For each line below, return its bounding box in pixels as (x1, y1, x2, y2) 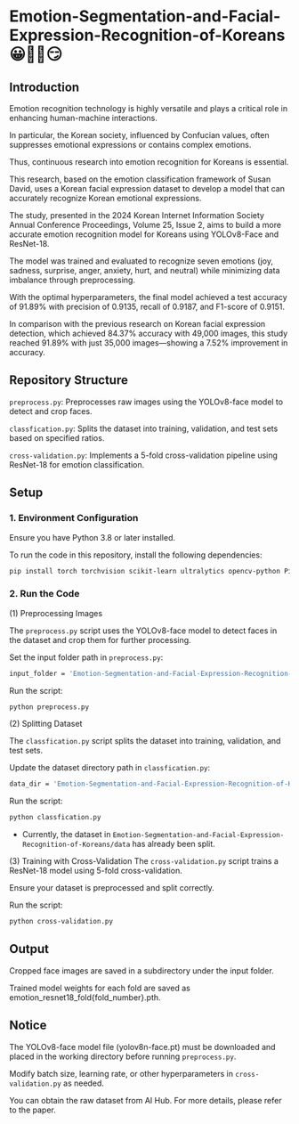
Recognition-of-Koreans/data (21, 840, 131, 850)
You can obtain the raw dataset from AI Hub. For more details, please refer (9, 1095, 282, 1105)
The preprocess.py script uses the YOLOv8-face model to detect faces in (9, 625, 278, 636)
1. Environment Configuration (9, 512, 139, 525)
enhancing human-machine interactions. (9, 113, 158, 123)
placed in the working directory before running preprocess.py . (9, 1051, 237, 1062)
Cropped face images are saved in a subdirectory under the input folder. (9, 965, 274, 976)
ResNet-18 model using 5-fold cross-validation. (9, 866, 182, 876)
